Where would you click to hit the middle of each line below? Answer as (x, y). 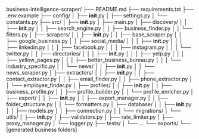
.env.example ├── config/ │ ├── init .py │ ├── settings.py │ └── (87, 16)
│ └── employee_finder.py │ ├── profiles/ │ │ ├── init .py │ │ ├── (89, 85)
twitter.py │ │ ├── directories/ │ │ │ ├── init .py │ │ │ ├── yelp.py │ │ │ (95, 53)
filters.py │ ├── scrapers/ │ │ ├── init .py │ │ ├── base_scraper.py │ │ (94, 35)
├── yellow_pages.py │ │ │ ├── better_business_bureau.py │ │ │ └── (94, 60)
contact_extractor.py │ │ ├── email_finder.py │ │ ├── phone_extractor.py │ (99, 79)
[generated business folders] (42, 129)
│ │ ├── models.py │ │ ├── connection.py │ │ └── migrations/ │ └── (94, 111)
